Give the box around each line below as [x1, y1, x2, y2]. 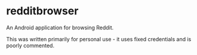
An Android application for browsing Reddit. [6, 24, 114, 31]
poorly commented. [6, 42, 55, 49]
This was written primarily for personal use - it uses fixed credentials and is [6, 35, 192, 42]
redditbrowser [6, 4, 79, 18]
